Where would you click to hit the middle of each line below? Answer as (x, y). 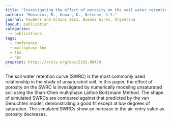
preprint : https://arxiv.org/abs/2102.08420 (53, 62)
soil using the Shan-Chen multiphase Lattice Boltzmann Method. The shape (84, 93)
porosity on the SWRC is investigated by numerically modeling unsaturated (84, 87)
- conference (24, 43)
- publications (26, 34)
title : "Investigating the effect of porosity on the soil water (76, 10)
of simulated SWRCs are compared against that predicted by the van (77, 98)
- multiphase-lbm (28, 48)
